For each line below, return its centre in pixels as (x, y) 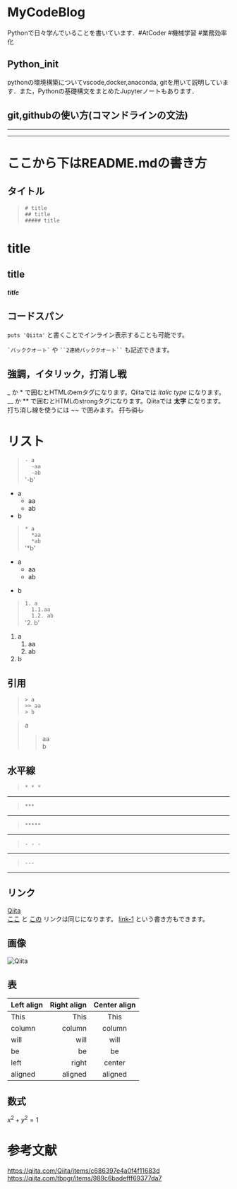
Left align (27, 1005)
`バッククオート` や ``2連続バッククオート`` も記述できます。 (90, 350)
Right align (68, 1005)
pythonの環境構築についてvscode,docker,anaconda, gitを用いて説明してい (115, 82)
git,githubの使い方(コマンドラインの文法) (98, 116)
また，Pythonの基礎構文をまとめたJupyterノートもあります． (109, 91)
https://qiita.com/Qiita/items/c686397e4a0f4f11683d (84, 1171)
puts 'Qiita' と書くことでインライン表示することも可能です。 (98, 335)
